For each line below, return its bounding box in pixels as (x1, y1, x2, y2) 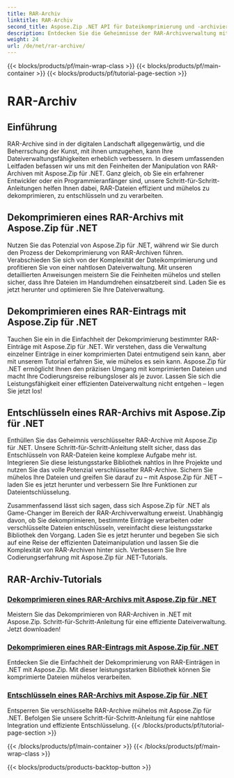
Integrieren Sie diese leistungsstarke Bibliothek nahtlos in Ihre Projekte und (7, 458, 223, 467)
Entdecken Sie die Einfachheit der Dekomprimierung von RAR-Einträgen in (7, 658, 221, 667)
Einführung (7, 121, 57, 133)
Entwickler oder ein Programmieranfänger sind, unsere (7, 177, 165, 185)
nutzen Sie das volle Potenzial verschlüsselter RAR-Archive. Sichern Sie (7, 466, 214, 474)
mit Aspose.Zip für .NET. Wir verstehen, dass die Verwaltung (32, 342, 207, 350)
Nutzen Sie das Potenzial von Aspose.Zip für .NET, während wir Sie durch (7, 241, 219, 249)
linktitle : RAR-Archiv (7, 17, 73, 24)
